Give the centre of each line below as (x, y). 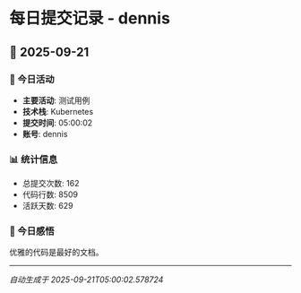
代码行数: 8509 (50, 194)
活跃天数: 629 (47, 206)
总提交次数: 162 (51, 184)
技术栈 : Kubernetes (58, 111)
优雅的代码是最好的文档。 (56, 253)
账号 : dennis (45, 134)
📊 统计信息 (34, 159)
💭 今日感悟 (32, 231)
